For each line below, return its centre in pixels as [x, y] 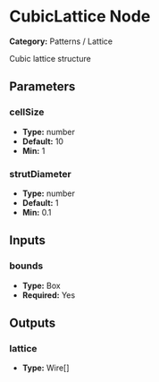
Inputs [28, 240]
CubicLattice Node [80, 17]
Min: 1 [33, 150]
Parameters [42, 87]
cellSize [27, 112]
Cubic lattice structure [50, 58]
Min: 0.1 [37, 212]
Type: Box [41, 285]
